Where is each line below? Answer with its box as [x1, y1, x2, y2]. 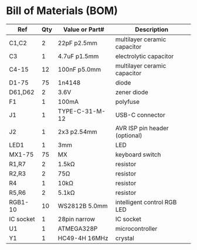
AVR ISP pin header [115, 124, 169, 132]
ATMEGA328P [57, 224, 98, 232]
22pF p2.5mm [57, 39, 98, 47]
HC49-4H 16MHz [57, 234, 108, 242]
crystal [115, 234, 135, 242]
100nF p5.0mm [57, 65, 101, 73]
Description [134, 25, 169, 33]
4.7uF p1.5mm [57, 52, 99, 60]
